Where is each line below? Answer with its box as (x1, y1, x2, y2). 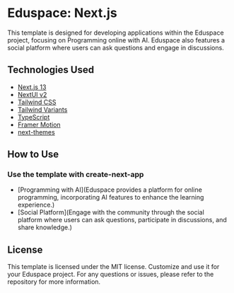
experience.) (17, 200, 55, 209)
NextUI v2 (17, 90, 47, 98)
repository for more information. (7, 277, 101, 286)
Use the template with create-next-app (7, 170, 144, 180)
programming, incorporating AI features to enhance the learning (17, 193, 204, 202)
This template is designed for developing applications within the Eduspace (7, 28, 224, 37)
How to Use (7, 149, 59, 161)
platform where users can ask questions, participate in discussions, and (17, 216, 228, 224)
